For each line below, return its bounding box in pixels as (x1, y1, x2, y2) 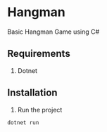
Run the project (17, 105, 63, 114)
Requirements (7, 48, 70, 60)
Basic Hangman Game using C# (7, 27, 100, 36)
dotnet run (7, 119, 39, 126)
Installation (7, 87, 58, 99)
